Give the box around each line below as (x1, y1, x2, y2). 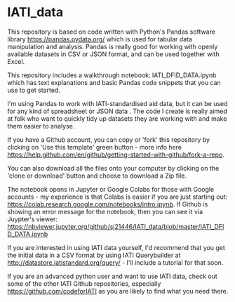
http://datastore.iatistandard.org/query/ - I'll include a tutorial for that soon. (7, 258, 224, 267)
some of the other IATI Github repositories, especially (7, 279, 161, 288)
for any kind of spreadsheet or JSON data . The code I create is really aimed (7, 107, 228, 115)
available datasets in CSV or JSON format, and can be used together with (7, 50, 220, 58)
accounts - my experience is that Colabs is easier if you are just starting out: (7, 192, 228, 201)
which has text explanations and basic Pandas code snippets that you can (7, 78, 221, 86)
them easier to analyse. (7, 122, 75, 130)
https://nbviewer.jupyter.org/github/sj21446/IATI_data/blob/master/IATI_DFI (7, 222, 224, 230)
